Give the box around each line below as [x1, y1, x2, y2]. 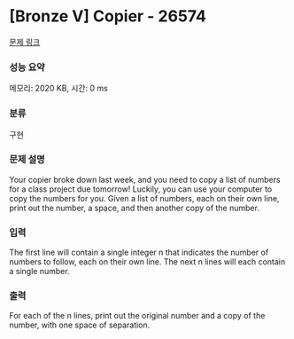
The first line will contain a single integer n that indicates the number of [9, 247, 269, 258]
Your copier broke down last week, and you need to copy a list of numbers [9, 174, 281, 185]
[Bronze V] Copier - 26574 [9, 6, 206, 27]
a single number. [9, 266, 70, 277]
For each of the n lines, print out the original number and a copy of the [9, 311, 266, 321]
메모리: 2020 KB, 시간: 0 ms [9, 83, 108, 94]
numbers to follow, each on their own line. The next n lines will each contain [9, 256, 286, 267]
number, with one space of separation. [9, 319, 151, 330]
